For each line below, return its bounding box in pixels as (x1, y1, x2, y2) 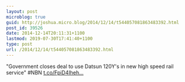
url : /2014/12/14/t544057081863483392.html (6, 47, 114, 53)
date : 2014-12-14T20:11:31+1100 (6, 30, 85, 36)
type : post (6, 42, 33, 47)
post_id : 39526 (6, 25, 43, 31)
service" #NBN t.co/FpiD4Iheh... (6, 69, 84, 76)
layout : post (6, 8, 38, 15)
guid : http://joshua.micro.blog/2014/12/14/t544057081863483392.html (6, 19, 180, 25)
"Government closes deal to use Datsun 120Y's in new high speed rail (6, 63, 174, 70)
